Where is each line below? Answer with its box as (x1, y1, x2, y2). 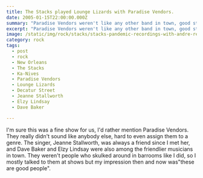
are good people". (6, 164, 51, 172)
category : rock (6, 37, 45, 43)
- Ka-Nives (11, 71, 39, 77)
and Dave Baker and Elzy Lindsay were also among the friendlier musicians (6, 145, 193, 153)
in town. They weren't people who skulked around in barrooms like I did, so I (6, 151, 196, 159)
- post (11, 48, 28, 54)
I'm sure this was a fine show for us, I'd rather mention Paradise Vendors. (6, 126, 189, 133)
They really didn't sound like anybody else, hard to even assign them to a (6, 132, 188, 139)
